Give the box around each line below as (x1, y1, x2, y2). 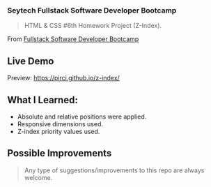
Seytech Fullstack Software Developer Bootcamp (7, 6, 177, 15)
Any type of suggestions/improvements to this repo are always (24, 166, 205, 174)
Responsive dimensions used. (17, 119, 103, 128)
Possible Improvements (7, 147, 112, 159)
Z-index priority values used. (17, 127, 100, 135)
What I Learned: (7, 93, 78, 106)
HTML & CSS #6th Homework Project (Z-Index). (24, 22, 162, 30)
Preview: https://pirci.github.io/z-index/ (7, 74, 120, 82)
